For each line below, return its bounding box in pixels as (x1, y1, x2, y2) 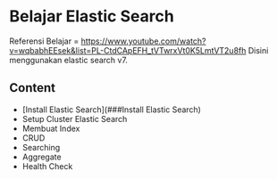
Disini (248, 45, 269, 55)
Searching (21, 142, 61, 152)
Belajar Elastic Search (9, 6, 174, 27)
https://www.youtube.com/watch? (80, 36, 207, 46)
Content (9, 80, 56, 95)
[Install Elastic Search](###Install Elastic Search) (21, 104, 201, 115)
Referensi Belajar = (9, 36, 80, 46)
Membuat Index (21, 123, 80, 134)
